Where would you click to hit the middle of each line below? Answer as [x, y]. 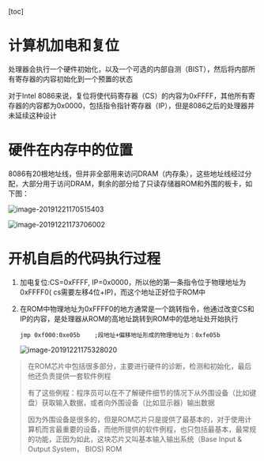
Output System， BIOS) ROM [75, 448]
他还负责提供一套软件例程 [69, 376]
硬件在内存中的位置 [71, 150]
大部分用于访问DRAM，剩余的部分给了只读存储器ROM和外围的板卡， [134, 183]
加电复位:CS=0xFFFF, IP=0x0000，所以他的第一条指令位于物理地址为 [133, 282]
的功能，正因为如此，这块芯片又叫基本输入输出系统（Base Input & [135, 439]
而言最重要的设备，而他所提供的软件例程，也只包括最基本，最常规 [149, 429]
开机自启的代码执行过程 [85, 259]
